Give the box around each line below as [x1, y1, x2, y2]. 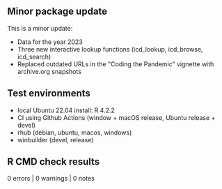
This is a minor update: [7, 24, 73, 32]
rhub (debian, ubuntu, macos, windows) [17, 128, 132, 137]
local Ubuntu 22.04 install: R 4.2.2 [17, 106, 115, 114]
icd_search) [17, 52, 51, 61]
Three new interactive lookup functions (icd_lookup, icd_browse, [17, 45, 203, 53]
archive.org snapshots [17, 67, 82, 75]
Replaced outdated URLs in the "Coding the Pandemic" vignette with [17, 59, 214, 68]
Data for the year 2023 [17, 38, 84, 46]
